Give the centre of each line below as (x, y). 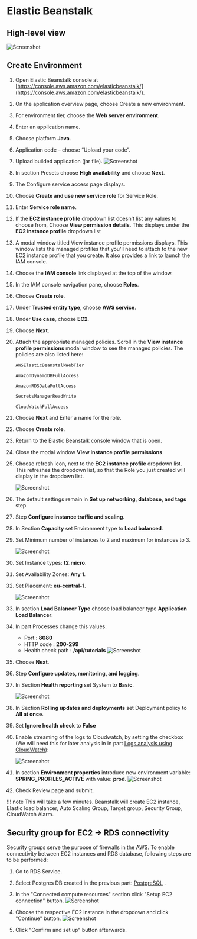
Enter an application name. (48, 127)
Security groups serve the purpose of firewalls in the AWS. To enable (91, 847)
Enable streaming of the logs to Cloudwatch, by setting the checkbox (99, 737)
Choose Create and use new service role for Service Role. (87, 195)
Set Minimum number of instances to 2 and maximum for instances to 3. (103, 539)
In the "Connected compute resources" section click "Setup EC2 (94, 894)
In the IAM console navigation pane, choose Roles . (77, 284)
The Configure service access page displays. (70, 184)
